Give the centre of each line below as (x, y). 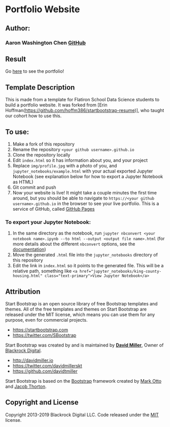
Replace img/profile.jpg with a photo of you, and (65, 165)
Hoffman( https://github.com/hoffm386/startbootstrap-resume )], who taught (85, 110)
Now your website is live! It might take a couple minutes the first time (85, 192)
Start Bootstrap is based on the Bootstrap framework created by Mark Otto (83, 381)
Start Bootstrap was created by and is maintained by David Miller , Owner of (84, 345)
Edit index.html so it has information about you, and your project (80, 160)
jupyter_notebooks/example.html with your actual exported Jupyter (83, 171)
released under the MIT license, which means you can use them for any (80, 315)
